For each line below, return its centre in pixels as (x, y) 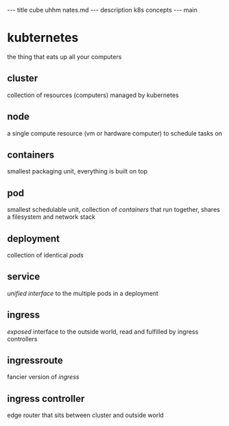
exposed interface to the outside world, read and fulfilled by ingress (103, 331)
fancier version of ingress (43, 377)
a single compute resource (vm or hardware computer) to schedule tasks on (115, 133)
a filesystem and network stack (51, 217)
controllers (22, 339)
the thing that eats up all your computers (64, 56)
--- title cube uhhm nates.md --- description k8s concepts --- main (102, 10)
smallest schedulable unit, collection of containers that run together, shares (114, 210)
